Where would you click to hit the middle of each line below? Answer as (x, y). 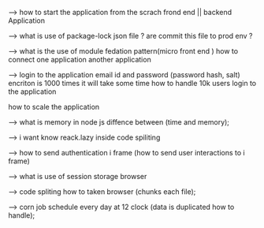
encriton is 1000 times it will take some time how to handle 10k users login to (132, 83)
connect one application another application (80, 60)
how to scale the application (54, 107)
